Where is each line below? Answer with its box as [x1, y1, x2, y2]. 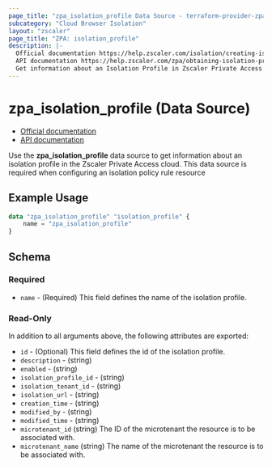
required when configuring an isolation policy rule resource [8, 167, 206, 177]
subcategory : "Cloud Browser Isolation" [8, 19, 147, 28]
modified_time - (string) [19, 416, 100, 426]
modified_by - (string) [19, 407, 92, 417]
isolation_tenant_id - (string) [19, 381, 121, 391]
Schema [8, 250, 51, 264]
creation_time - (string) [19, 398, 100, 409]
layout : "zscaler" [8, 27, 70, 35]
